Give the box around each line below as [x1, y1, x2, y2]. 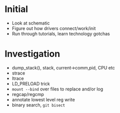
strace [11, 70, 25, 76]
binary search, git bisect [11, 101, 65, 108]
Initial [4, 3, 28, 15]
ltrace [11, 75, 24, 81]
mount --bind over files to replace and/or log [11, 86, 103, 92]
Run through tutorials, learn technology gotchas [11, 30, 110, 36]
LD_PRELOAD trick [11, 80, 50, 86]
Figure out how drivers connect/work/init [11, 25, 96, 31]
